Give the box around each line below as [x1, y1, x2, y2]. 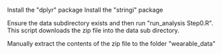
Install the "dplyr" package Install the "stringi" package [7, 6, 163, 14]
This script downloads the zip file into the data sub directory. [7, 27, 180, 34]
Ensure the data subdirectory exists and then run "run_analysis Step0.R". [7, 19, 214, 27]
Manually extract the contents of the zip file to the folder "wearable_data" [7, 40, 216, 47]
